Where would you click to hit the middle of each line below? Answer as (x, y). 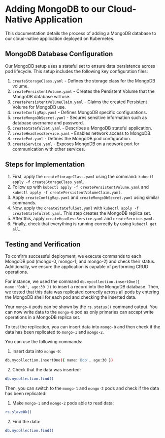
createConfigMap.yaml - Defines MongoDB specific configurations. (80, 112)
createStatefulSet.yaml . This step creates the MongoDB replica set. (82, 213)
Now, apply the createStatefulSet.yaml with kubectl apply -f (75, 208)
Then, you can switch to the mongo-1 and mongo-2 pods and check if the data (82, 388)
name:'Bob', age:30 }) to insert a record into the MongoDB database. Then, (82, 287)
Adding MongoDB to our (55, 9)
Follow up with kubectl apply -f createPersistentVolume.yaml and (81, 187)
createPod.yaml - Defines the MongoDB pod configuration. (72, 138)
